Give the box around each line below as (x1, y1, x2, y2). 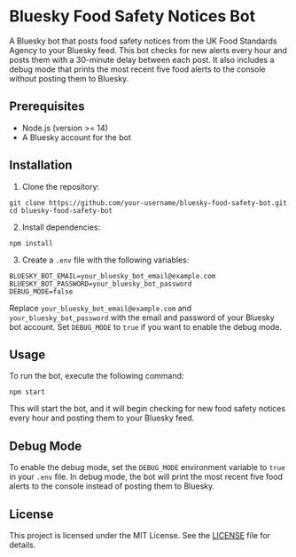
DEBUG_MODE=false (9, 286, 74, 296)
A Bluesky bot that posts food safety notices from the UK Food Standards (9, 35, 277, 46)
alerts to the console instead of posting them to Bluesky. (9, 481, 215, 491)
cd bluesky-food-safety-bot (9, 206, 113, 215)
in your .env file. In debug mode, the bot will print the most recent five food (9, 472, 284, 482)
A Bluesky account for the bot (21, 131, 131, 143)
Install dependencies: (21, 222, 101, 232)
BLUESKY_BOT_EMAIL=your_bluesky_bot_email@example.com (9, 271, 216, 280)
